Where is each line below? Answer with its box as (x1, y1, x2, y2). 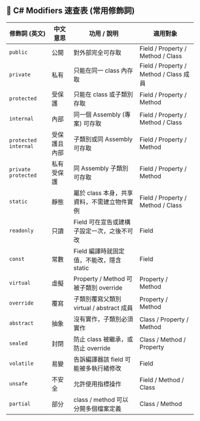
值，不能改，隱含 (73, 256, 122, 264)
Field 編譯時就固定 (73, 247, 125, 255)
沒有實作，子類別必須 (73, 315, 134, 323)
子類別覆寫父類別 (73, 294, 122, 303)
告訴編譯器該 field (73, 355, 124, 363)
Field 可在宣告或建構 (73, 217, 131, 226)
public (9, 48, 28, 56)
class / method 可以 (73, 395, 129, 404)
